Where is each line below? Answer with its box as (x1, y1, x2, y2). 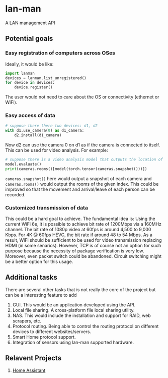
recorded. (5, 191, 26, 197)
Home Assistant (12, 367, 46, 373)
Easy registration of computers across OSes (5, 49, 116, 57)
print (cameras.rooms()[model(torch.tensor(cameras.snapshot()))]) (5, 166, 147, 172)
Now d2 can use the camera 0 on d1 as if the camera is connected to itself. (5, 142, 160, 148)
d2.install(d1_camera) (14, 133, 62, 138)
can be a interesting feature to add (5, 292, 77, 298)
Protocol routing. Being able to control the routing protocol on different (12, 323, 159, 329)
